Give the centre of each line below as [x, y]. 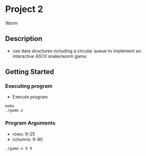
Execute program [30, 97]
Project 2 [24, 9]
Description [24, 39]
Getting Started [30, 72]
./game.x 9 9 [19, 148]
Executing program [29, 86]
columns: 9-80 [28, 139]
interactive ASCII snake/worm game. [50, 56]
